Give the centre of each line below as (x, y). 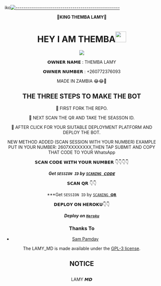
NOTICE (82, 264)
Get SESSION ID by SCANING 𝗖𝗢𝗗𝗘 (82, 173)
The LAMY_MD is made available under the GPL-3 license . (82, 249)
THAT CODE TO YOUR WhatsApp (82, 152)
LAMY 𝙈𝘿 (82, 279)
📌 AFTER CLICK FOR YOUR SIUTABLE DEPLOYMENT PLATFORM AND (82, 127)
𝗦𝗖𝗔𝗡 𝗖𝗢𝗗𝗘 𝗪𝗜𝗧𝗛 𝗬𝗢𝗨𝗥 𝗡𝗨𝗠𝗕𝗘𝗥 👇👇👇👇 (82, 162)
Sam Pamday (85, 239)
